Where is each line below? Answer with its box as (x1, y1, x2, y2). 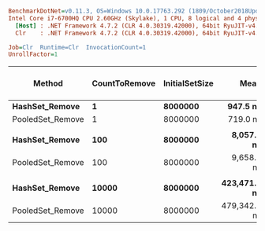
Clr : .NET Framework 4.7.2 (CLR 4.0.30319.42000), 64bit (15, 29, 221, 37)
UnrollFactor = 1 (8, 50, 58, 59)
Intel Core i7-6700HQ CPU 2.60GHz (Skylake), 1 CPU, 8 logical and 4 (8, 14, 242, 22)
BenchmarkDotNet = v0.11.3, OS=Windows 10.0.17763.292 (8, 7, 185, 15)
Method (32, 78, 63, 89)
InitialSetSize (162, 78, 215, 89)
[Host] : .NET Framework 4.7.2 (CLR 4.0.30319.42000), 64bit (15, 21, 221, 30)
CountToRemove (91, 78, 156, 89)
